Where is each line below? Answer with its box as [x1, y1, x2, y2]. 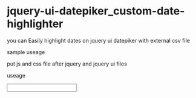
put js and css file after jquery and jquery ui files [7, 60, 128, 67]
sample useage [7, 48, 45, 55]
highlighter [7, 17, 64, 31]
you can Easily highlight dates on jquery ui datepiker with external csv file [7, 37, 190, 44]
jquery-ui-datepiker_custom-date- [7, 4, 185, 18]
